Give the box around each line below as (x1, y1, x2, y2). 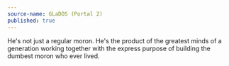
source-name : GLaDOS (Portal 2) (7, 10, 103, 18)
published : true (7, 17, 55, 24)
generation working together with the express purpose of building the (7, 44, 211, 53)
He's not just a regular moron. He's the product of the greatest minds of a (7, 36, 222, 45)
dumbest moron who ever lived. (7, 51, 101, 60)
